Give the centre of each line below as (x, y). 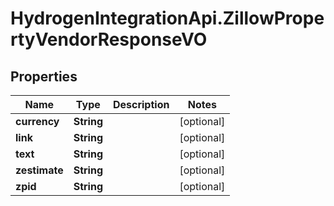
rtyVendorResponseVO (109, 39)
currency (37, 121)
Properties (44, 76)
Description (141, 104)
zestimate (39, 170)
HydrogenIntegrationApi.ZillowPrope (167, 18)
